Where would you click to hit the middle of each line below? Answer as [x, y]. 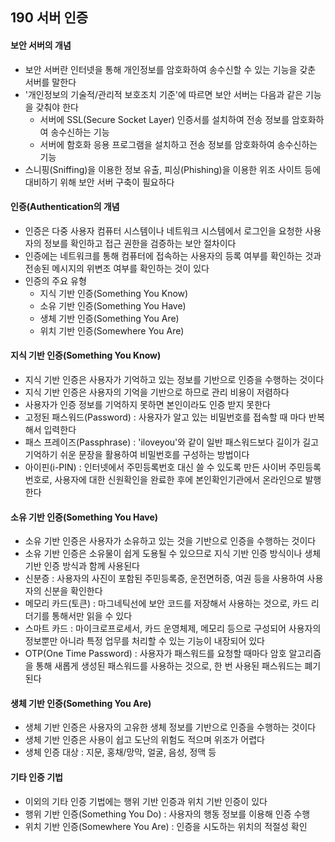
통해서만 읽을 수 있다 [92, 616]
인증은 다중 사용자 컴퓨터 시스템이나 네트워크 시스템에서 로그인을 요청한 [163, 230]
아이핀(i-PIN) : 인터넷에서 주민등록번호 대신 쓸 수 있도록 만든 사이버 [155, 467]
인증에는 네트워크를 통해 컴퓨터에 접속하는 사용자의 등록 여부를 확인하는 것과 [173, 255]
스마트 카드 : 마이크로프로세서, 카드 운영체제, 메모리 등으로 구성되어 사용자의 [173, 629]
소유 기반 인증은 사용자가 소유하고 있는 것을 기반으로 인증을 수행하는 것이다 [170, 541]
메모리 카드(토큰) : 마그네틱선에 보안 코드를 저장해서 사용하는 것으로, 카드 [166, 604]
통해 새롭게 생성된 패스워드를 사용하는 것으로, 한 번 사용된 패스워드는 [169, 666]
